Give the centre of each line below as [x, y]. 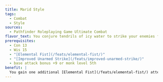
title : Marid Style [25, 9]
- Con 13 [18, 45]
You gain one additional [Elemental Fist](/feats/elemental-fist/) [79, 72]
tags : [10, 14]
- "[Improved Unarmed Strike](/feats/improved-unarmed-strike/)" [77, 59]
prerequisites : [20, 41]
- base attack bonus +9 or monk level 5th [53, 63]
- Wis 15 [18, 50]
